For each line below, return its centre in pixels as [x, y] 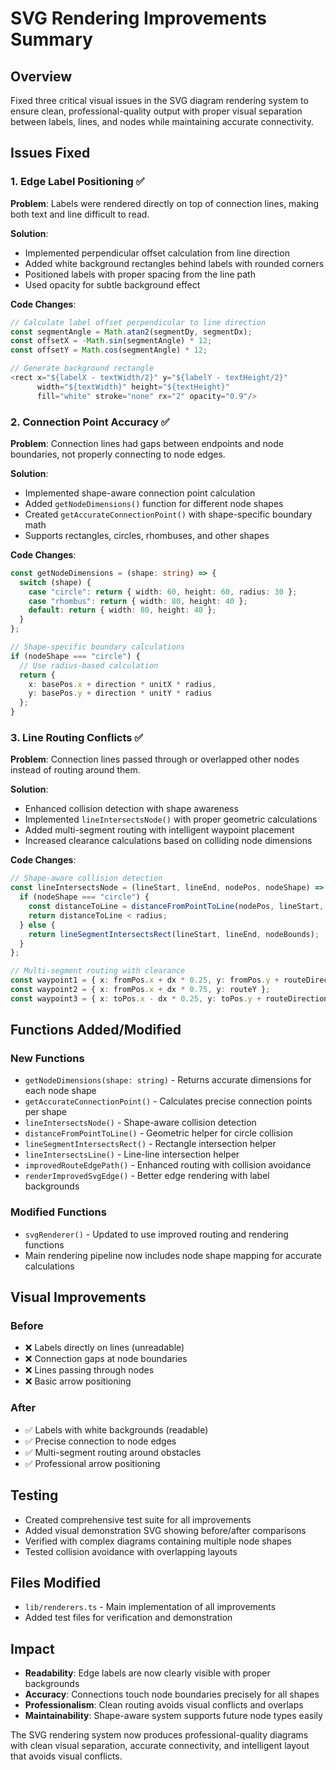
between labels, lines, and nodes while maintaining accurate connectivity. [162, 121]
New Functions [47, 1059]
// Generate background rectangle [82, 368]
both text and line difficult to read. [80, 214]
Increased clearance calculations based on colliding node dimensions [168, 841]
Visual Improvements [78, 1297]
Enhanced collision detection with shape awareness [131, 809]
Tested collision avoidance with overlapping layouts [131, 1551]
